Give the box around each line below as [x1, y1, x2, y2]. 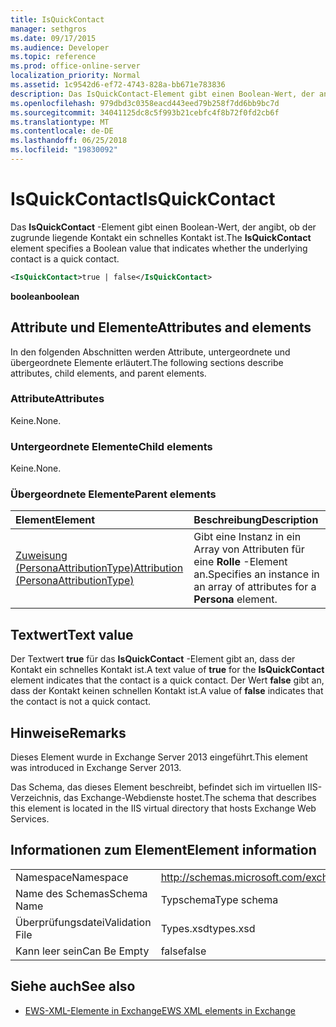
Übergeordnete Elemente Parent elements [10, 487, 217, 501]
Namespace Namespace [15, 870, 129, 884]
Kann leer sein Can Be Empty [15, 944, 150, 958]
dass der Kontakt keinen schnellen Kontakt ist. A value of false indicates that [10, 685, 324, 697]
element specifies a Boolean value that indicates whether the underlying [10, 242, 308, 254]
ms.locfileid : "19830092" [10, 145, 118, 155]
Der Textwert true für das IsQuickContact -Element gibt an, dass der [10, 653, 296, 665]
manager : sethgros [10, 24, 87, 34]
